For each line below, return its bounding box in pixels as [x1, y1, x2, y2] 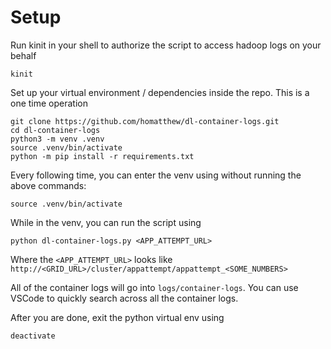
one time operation [10, 97, 88, 109]
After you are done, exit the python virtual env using [10, 311, 225, 323]
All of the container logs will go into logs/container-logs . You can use [10, 281, 299, 293]
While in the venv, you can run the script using [10, 216, 202, 228]
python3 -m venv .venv [10, 134, 105, 144]
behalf [10, 49, 37, 61]
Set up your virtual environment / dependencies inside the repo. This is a [10, 86, 310, 98]
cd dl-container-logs [10, 125, 101, 135]
